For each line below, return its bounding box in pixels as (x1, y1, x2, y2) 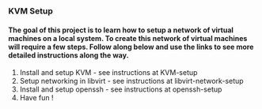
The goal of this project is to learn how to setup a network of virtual (8, 25, 234, 35)
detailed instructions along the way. (8, 50, 129, 60)
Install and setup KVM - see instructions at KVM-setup (19, 68, 198, 77)
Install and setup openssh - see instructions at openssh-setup (19, 85, 222, 94)
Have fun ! (19, 93, 54, 103)
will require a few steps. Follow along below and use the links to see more (8, 42, 254, 51)
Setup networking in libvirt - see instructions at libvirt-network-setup (19, 77, 244, 86)
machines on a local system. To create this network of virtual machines (8, 33, 248, 43)
